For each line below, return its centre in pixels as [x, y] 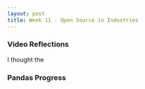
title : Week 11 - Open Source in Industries [73, 20]
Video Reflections [38, 44]
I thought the [25, 59]
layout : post [26, 14]
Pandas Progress [37, 77]
